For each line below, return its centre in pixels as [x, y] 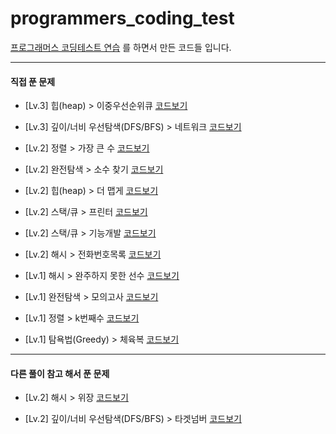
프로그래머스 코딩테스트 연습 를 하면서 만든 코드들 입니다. [121, 47]
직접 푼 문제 [33, 81]
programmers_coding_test [122, 18]
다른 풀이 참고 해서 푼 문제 [60, 373]
